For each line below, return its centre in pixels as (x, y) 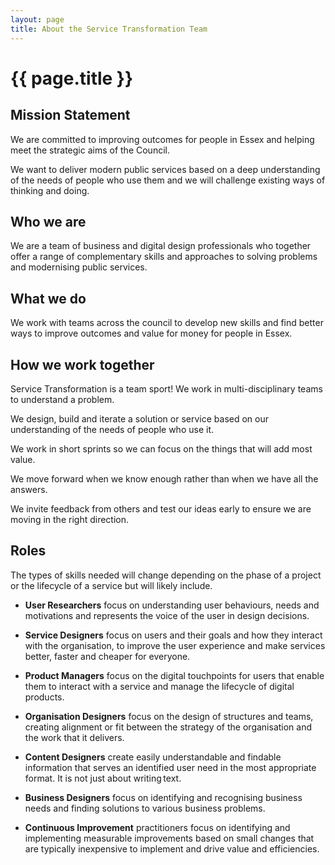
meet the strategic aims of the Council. (90, 150)
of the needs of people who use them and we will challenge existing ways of (168, 180)
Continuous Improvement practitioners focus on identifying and (157, 827)
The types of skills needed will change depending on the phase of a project (166, 575)
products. (44, 697)
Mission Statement (70, 115)
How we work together (82, 364)
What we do (48, 298)
